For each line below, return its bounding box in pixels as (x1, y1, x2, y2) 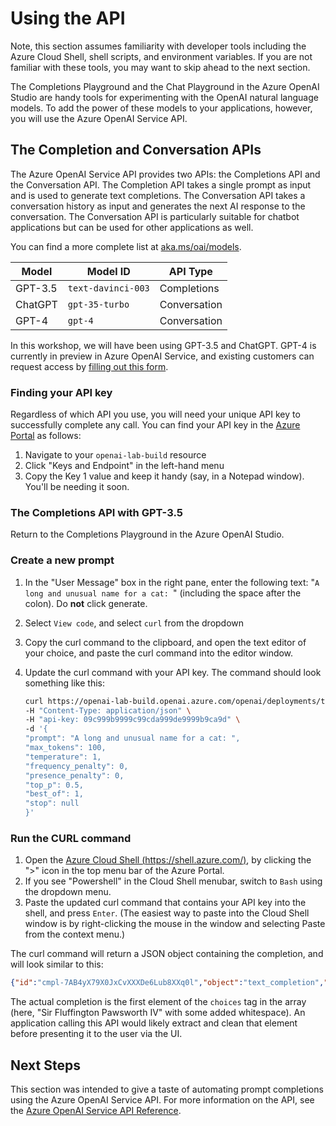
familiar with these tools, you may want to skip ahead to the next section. (10, 61, 311, 73)
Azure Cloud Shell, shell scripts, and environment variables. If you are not (10, 50, 313, 62)
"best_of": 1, (24, 789, 84, 799)
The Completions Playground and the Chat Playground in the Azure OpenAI (10, 80, 320, 92)
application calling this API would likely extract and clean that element (10, 1017, 298, 1029)
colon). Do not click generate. (24, 597, 148, 609)
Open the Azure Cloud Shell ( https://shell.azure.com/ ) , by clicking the (24, 854, 312, 866)
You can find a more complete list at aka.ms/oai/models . (10, 240, 242, 252)
